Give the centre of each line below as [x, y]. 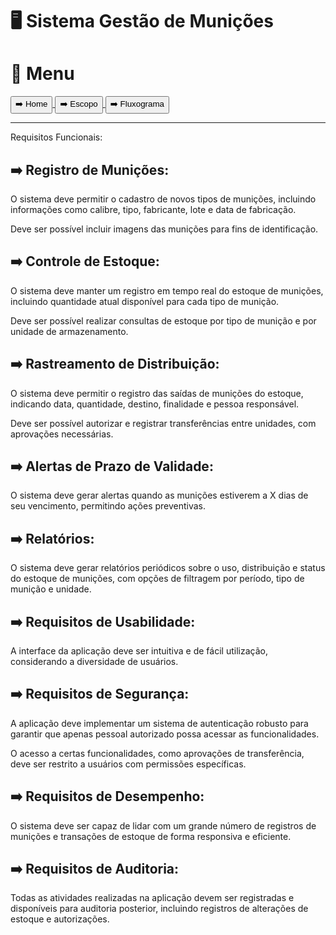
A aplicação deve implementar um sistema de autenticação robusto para [159, 723]
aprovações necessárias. [62, 434]
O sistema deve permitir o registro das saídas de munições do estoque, [157, 393]
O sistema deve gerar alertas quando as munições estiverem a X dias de [159, 495]
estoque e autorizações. [60, 919]
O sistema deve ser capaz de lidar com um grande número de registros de [163, 825]
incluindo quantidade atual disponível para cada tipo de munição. [145, 301]
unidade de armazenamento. [69, 331]
